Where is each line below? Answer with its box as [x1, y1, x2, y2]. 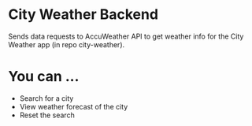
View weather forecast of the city [19, 102, 128, 111]
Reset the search [19, 110, 75, 120]
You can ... [8, 68, 80, 86]
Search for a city [19, 93, 74, 103]
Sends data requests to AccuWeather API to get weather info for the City [8, 31, 244, 41]
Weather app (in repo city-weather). [8, 39, 125, 49]
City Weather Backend [8, 6, 159, 24]
